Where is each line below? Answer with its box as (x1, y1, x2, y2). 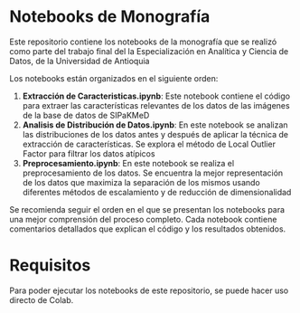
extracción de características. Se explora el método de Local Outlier (22, 138, 276, 149)
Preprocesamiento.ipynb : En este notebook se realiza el (22, 157, 235, 168)
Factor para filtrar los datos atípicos (22, 147, 155, 159)
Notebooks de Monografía (9, 6, 211, 27)
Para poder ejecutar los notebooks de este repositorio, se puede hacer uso (9, 285, 289, 296)
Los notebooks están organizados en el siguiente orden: (9, 72, 219, 83)
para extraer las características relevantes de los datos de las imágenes (22, 100, 291, 110)
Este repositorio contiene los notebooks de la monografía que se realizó (9, 36, 277, 47)
